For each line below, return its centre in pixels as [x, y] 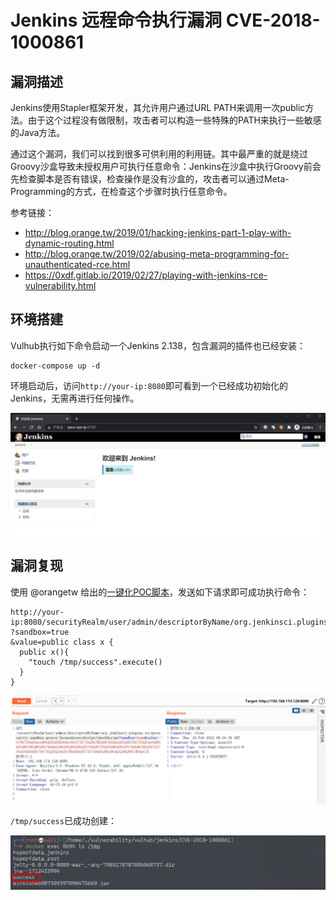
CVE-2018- [273, 20]
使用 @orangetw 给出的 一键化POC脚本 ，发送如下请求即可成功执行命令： [160, 592]
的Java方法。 [38, 132]
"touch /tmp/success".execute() [95, 662]
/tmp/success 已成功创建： [63, 820]
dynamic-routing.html [69, 243]
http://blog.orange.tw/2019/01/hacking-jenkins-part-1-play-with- [158, 232]
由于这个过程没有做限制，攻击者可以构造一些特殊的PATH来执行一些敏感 [174, 120]
